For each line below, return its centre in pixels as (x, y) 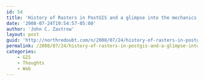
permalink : (20, 46)
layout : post (23, 35)
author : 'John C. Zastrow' (40, 29)
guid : (13, 40)
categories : (21, 52)
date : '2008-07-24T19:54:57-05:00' (51, 23)
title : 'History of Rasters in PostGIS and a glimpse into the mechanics (102, 18)
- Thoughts (31, 63)
